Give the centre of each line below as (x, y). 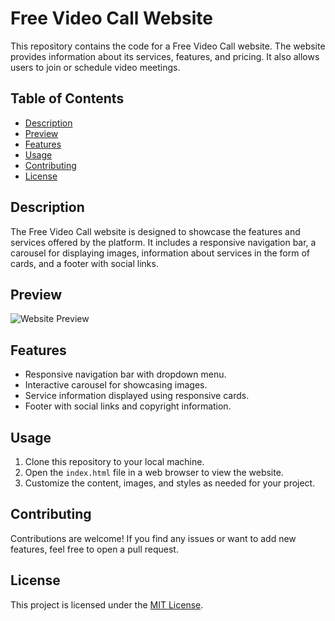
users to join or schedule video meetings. (95, 67)
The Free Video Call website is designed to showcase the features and (155, 231)
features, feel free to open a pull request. (94, 549)
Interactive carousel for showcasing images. (116, 385)
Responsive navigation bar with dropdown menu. (125, 374)
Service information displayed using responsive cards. (137, 396)
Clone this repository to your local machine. (114, 461)
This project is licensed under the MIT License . (107, 604)
